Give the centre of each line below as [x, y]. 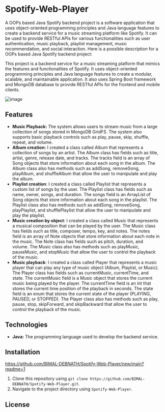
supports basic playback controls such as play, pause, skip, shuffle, [81, 137]
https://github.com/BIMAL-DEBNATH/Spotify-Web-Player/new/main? [75, 364]
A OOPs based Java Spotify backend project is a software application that [80, 23]
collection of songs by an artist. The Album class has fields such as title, [85, 152]
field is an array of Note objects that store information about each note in [86, 236]
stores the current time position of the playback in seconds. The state [82, 288]
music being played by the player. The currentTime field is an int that [82, 283]
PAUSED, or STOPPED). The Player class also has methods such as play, [85, 299]
